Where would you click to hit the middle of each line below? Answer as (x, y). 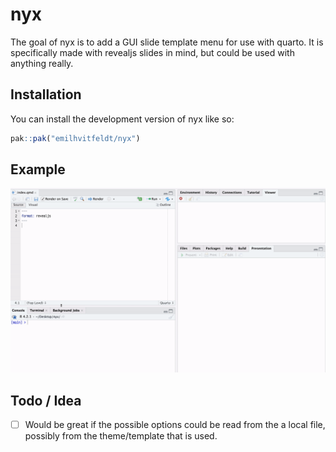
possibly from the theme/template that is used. (121, 436)
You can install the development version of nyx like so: (122, 119)
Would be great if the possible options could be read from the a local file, (175, 425)
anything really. (42, 63)
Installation (46, 94)
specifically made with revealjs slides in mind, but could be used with (152, 52)
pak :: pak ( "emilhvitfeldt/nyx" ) (75, 138)
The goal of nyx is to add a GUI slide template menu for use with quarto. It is (167, 42)
